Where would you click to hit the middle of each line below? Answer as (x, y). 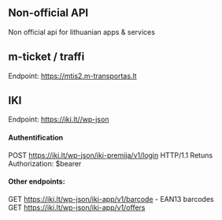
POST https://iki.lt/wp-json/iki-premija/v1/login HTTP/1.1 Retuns (111, 155)
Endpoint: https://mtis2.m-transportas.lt (72, 76)
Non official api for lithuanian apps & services (82, 32)
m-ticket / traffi (46, 57)
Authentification (36, 138)
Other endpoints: (37, 181)
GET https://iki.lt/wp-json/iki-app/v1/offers (77, 207)
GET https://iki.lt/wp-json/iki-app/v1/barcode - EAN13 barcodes (111, 199)
